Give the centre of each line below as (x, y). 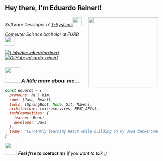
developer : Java (30, 123)
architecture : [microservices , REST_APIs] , (54, 109)
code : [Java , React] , (31, 100)
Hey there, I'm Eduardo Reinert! (54, 8)
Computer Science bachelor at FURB (42, 34)
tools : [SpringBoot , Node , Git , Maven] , (51, 104)
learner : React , (30, 118)
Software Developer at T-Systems (39, 24)
